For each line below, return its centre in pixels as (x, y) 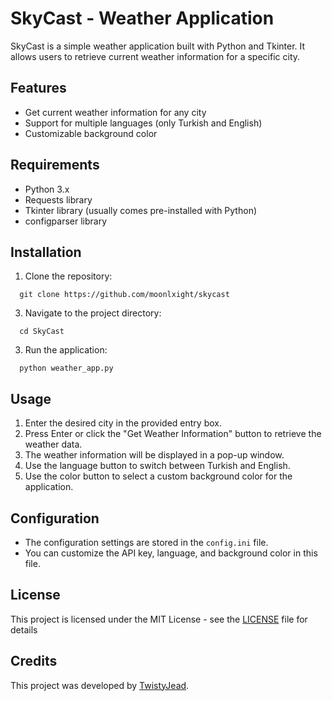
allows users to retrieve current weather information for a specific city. (155, 56)
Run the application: (66, 350)
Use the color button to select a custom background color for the (158, 476)
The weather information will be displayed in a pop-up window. (154, 455)
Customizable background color (91, 133)
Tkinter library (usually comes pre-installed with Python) (141, 210)
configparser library (66, 221)
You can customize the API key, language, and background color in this (171, 553)
